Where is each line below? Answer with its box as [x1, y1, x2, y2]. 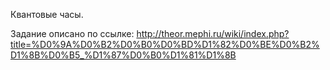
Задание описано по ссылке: [10, 28, 135, 39]
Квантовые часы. [10, 9, 84, 20]
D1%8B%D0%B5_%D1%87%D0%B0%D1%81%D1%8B [10, 49, 237, 61]
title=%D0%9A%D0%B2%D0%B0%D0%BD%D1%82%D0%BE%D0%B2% [10, 39, 320, 50]
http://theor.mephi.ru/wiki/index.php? [136, 28, 290, 39]
